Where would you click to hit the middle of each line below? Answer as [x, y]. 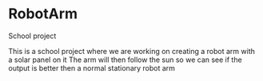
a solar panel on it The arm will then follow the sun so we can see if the [125, 60]
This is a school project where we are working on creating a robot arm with [132, 51]
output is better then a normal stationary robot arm [92, 67]
